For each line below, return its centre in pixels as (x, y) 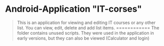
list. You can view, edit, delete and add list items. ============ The (88, 27)
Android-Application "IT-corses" (73, 9)
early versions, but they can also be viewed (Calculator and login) (83, 38)
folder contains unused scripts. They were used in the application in (85, 33)
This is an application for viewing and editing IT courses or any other (86, 23)
